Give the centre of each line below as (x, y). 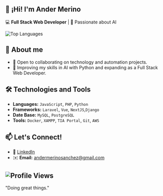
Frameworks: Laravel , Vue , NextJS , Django (56, 109)
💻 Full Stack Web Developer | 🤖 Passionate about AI (61, 22)
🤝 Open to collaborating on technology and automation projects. (80, 62)
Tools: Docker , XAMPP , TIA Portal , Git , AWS (56, 121)
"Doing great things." (27, 188)
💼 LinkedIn (24, 152)
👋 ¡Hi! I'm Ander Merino (43, 9)
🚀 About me (24, 50)
